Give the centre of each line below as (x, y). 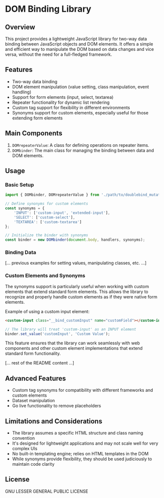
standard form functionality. (33, 354)
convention (23, 438)
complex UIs (25, 449)
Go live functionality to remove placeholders (57, 406)
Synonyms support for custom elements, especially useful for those (80, 113)
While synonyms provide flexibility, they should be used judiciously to (82, 459)
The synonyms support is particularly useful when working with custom (77, 286)
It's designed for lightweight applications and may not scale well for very (85, 443)
